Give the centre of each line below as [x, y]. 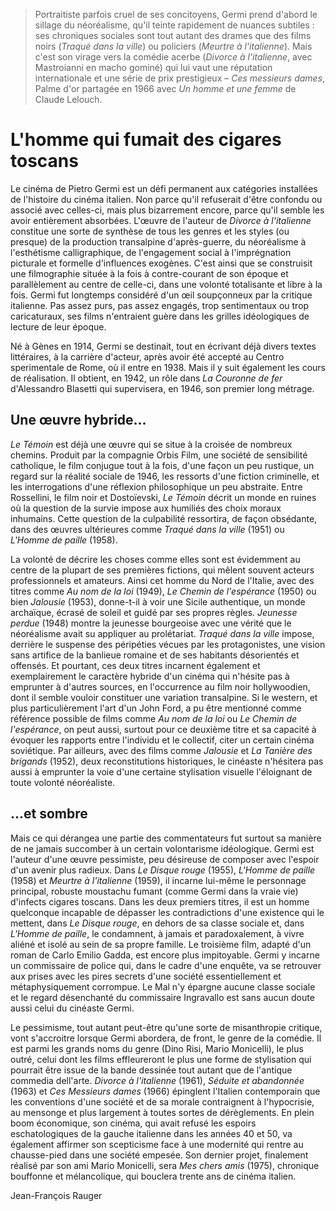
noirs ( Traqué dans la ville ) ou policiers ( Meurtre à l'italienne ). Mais [173, 46]
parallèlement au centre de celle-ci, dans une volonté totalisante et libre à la [166, 284]
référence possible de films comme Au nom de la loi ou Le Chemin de [154, 718]
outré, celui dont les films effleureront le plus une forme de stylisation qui [161, 1059]
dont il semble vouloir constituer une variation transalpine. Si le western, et [164, 697]
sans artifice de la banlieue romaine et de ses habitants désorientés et [155, 655]
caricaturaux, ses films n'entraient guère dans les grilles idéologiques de [160, 316]
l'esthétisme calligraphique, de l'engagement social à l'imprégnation [151, 252]
